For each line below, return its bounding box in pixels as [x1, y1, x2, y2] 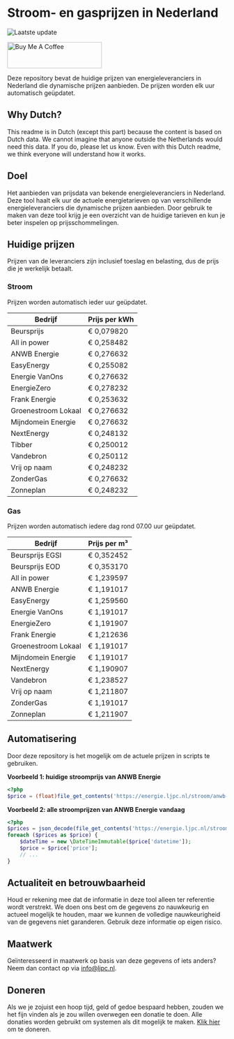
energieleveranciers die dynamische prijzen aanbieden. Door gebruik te [7, 203, 212, 212]
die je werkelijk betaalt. [7, 264, 74, 273]
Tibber [10, 439, 33, 449]
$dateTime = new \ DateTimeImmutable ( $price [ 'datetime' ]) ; [19, 838, 192, 845]
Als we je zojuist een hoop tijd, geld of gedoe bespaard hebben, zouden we [7, 1003, 224, 1011]
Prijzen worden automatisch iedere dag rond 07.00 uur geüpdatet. [7, 522, 196, 530]
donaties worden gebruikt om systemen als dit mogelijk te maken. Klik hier [7, 1018, 221, 1026]
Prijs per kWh [88, 314, 134, 324]
